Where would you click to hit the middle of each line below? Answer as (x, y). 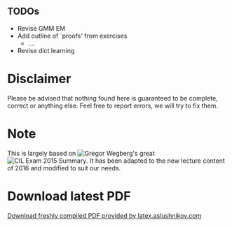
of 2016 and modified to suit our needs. (64, 168)
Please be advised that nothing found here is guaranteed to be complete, (113, 98)
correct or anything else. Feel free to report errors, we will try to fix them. (113, 105)
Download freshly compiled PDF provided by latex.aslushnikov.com (104, 215)
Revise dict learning (46, 50)
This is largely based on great (81, 153)
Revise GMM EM (41, 28)
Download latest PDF (69, 196)
